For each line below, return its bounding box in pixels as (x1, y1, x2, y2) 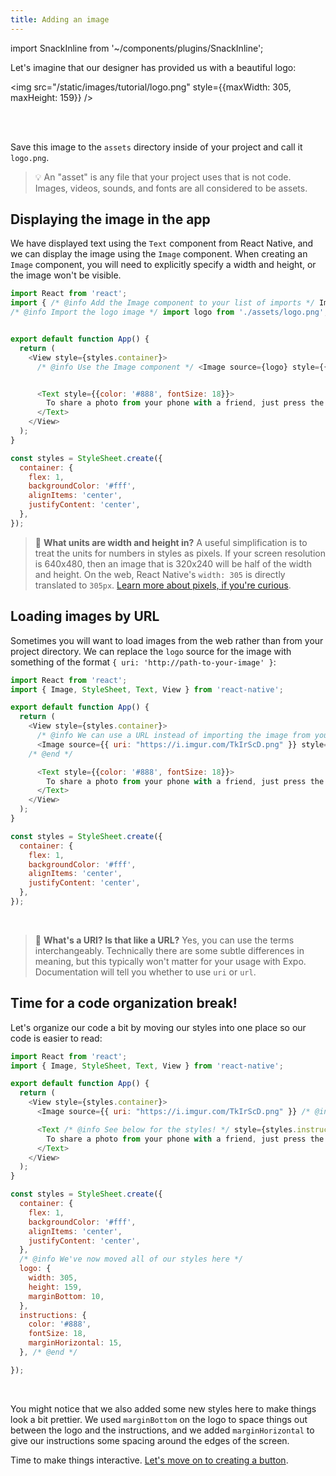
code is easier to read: (10, 1032, 103, 1044)
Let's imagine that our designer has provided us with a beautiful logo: (10, 61, 297, 73)
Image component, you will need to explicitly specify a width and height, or (10, 259, 317, 271)
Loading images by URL (10, 608, 160, 625)
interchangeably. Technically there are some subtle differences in (34, 944, 305, 956)
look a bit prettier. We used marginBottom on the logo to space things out (10, 1413, 308, 1425)
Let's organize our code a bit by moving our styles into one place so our (10, 1021, 307, 1033)
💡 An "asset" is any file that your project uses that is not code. (34, 171, 292, 183)
